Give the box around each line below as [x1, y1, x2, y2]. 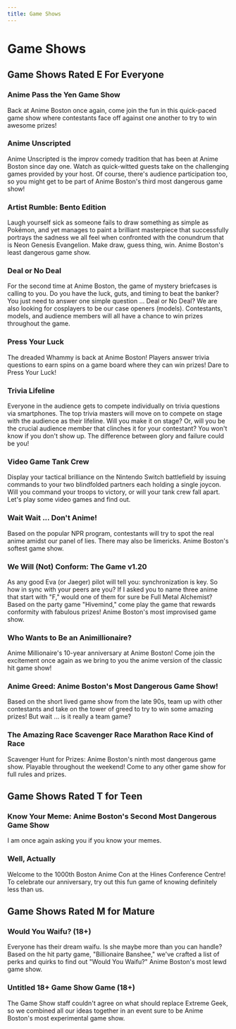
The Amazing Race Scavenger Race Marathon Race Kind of [7, 730, 213, 740]
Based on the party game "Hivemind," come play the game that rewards [7, 600, 216, 608]
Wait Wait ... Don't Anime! [7, 513, 97, 523]
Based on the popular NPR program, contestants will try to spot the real [7, 529, 215, 537]
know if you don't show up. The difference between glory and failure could [7, 431, 224, 440]
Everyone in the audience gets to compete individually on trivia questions [7, 402, 221, 410]
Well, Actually [7, 854, 56, 864]
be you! [7, 439, 30, 447]
